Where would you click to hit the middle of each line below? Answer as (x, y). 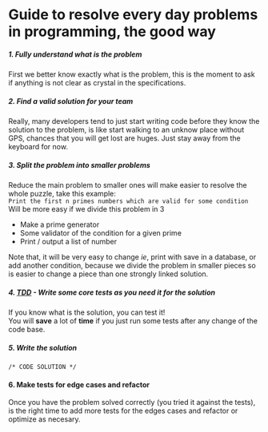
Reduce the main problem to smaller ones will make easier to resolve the (128, 185)
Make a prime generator (60, 224)
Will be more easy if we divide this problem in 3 (86, 209)
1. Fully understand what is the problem (75, 54)
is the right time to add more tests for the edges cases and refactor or (123, 411)
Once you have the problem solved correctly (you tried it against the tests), (132, 402)
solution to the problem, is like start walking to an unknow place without (126, 130)
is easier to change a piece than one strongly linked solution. (108, 274)
